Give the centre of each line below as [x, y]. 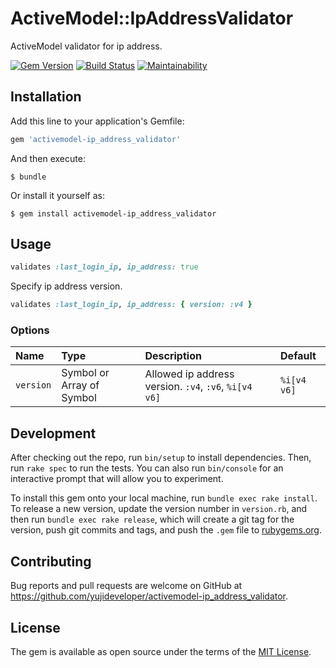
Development [53, 433]
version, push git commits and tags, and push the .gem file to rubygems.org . [166, 530]
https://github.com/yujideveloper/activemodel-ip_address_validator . [149, 596]
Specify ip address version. [66, 286]
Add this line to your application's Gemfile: [97, 121]
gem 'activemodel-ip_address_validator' [96, 139]
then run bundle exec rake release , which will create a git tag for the [152, 519]
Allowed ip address [189, 374]
